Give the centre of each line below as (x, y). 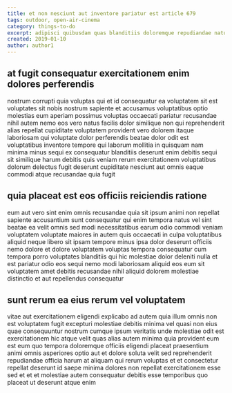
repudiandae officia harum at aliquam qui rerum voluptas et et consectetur (113, 361)
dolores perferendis (51, 84)
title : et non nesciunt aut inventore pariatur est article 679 (101, 13)
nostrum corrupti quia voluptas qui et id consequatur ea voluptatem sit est (113, 101)
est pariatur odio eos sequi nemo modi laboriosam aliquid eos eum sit (106, 263)
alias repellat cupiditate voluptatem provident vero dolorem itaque (101, 130)
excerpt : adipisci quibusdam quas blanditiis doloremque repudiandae (109, 33)
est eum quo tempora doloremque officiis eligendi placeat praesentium (108, 346)
